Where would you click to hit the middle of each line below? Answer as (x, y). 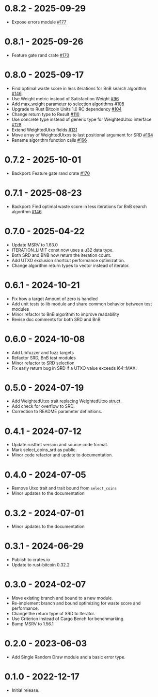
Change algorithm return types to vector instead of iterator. (71, 265)
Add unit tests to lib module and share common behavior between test (82, 304)
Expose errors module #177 (39, 22)
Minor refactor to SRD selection (43, 363)
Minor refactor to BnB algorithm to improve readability (65, 314)
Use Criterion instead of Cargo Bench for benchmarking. (68, 619)
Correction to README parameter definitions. (57, 412)
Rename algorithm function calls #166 (49, 140)
